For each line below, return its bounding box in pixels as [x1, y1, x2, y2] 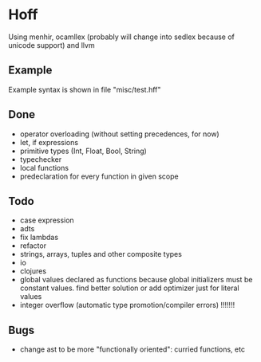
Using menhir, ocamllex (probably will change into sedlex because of [8, 32, 235, 41]
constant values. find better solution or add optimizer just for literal [19, 283, 239, 293]
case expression [19, 215, 74, 225]
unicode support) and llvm [8, 40, 95, 49]
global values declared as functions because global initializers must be [19, 275, 253, 285]
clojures [19, 266, 46, 276]
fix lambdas [19, 233, 58, 242]
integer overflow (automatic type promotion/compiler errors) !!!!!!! [19, 301, 235, 310]
